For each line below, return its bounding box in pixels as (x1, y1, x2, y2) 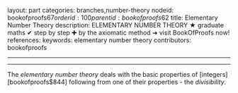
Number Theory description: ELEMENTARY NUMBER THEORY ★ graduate (7, 21, 225, 29)
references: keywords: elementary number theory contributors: (7, 36, 191, 44)
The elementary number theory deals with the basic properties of (7, 70, 198, 78)
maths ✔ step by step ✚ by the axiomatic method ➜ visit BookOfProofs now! (7, 28, 230, 37)
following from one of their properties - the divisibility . (68, 77, 227, 86)
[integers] (199, 70, 228, 78)
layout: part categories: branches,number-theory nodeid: (7, 6, 174, 14)
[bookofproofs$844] (7, 77, 67, 86)
